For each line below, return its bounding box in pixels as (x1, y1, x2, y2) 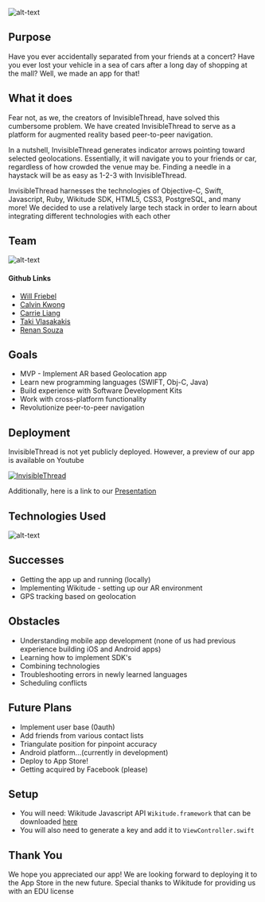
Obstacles (8, 615, 60, 628)
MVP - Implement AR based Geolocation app (19, 369, 167, 379)
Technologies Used (8, 509, 106, 523)
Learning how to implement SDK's (19, 652, 132, 662)
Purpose (8, 30, 52, 44)
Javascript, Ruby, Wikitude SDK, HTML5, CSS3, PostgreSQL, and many (8, 194, 241, 204)
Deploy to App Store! (19, 756, 89, 765)
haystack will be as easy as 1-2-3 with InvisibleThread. (8, 170, 187, 180)
